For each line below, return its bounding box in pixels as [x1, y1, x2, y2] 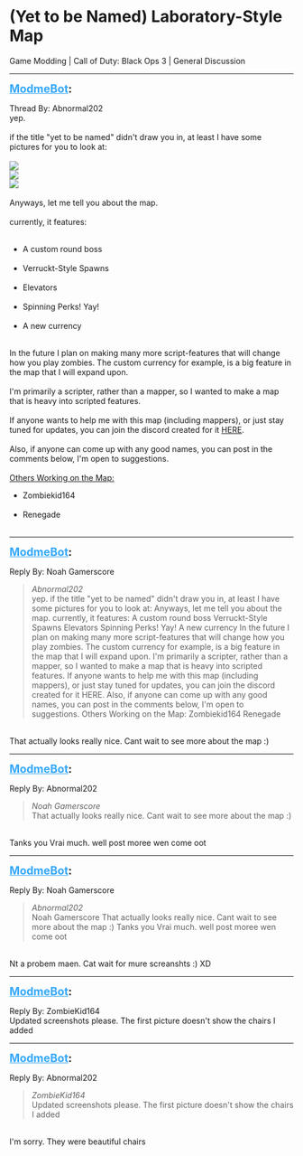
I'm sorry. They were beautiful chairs [9, 1136, 146, 1147]
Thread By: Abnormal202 [9, 102, 104, 114]
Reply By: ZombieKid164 [9, 1005, 101, 1016]
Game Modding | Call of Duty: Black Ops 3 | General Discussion [9, 55, 246, 66]
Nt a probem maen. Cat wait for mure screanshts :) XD [9, 958, 212, 969]
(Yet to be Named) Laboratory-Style [9, 6, 282, 27]
